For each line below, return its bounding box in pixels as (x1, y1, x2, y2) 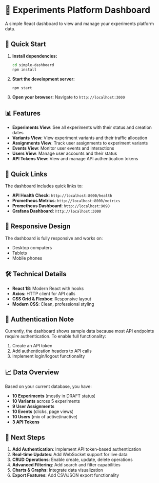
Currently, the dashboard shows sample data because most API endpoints (5, 328, 155, 334)
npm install (12, 67, 37, 72)
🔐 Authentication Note (5, 315, 74, 324)
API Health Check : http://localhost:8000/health (12, 193, 113, 198)
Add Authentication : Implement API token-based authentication (12, 446, 141, 452)
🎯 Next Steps (5, 433, 45, 441)
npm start (12, 85, 33, 90)
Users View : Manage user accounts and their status (12, 150, 117, 156)
